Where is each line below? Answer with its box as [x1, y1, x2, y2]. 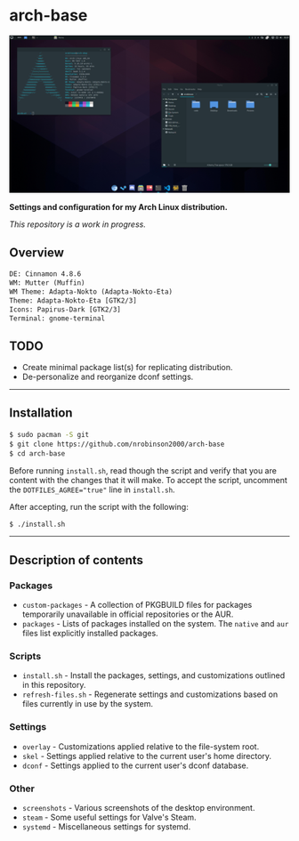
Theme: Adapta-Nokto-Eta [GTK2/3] [9, 296, 138, 305]
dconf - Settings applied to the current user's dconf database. [21, 760, 249, 771]
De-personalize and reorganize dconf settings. [21, 371, 194, 383]
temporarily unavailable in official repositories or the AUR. [21, 609, 234, 619]
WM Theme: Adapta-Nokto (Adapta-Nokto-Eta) [9, 287, 174, 296]
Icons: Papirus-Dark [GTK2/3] [9, 305, 122, 314]
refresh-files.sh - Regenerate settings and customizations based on [21, 689, 279, 699]
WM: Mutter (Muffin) [9, 279, 86, 287]
